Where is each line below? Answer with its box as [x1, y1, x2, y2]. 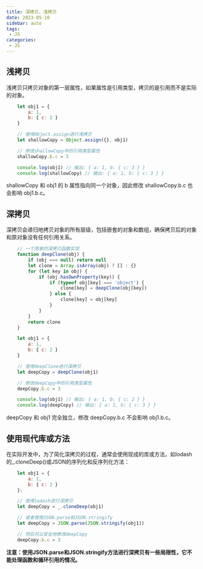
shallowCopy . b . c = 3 [17, 153, 69, 159]
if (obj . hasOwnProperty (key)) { [38, 274, 120, 280]
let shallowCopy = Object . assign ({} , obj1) [17, 137, 129, 143]
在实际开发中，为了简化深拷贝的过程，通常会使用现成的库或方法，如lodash [6, 450, 192, 458]
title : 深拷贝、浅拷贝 [6, 8, 57, 15]
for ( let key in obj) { [28, 268, 88, 275]
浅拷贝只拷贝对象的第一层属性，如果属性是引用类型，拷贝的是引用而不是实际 [6, 84, 197, 91]
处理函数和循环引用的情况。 [11, 556, 80, 564]
